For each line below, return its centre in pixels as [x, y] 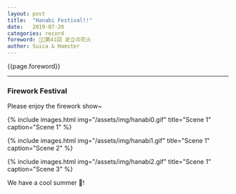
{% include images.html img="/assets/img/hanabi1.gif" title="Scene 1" [109, 141]
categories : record [36, 33]
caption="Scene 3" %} [40, 169]
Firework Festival [37, 90]
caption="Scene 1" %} [40, 127]
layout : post [26, 14]
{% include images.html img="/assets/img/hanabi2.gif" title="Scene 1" [109, 162]
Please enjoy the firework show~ [55, 106]
